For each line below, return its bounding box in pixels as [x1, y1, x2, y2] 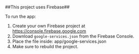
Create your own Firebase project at [12, 23, 85, 29]
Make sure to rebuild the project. [12, 44, 79, 49]
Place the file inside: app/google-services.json [12, 38, 107, 44]
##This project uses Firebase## [5, 4, 70, 10]
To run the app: [5, 14, 36, 19]
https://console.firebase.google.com [12, 28, 86, 34]
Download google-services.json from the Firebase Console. [12, 34, 135, 39]
